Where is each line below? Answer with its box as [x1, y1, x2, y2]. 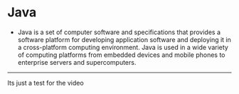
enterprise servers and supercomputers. [17, 58, 137, 66]
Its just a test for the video [7, 78, 84, 87]
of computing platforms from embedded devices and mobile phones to [17, 51, 225, 59]
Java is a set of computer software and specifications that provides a [17, 28, 221, 36]
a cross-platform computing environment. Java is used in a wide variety [17, 43, 229, 51]
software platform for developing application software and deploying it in [17, 35, 231, 43]
